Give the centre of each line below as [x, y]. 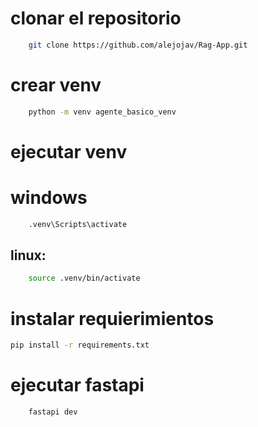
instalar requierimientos [112, 318]
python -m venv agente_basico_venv [102, 112]
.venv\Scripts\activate [78, 224]
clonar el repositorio [96, 18]
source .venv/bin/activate [84, 278]
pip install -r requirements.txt [80, 345]
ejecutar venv [69, 151]
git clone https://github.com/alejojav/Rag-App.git [138, 45]
